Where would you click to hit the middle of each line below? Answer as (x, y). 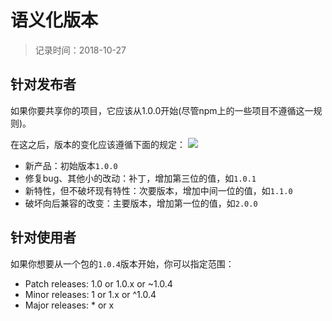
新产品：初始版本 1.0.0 (71, 165)
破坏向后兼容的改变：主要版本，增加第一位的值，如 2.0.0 (141, 203)
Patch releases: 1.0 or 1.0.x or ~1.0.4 (98, 283)
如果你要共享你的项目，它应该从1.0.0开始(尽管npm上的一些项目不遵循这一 (162, 110)
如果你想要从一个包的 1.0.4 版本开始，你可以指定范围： (122, 263)
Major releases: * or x (69, 305)
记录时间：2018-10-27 (80, 50)
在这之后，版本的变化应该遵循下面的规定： (98, 144)
